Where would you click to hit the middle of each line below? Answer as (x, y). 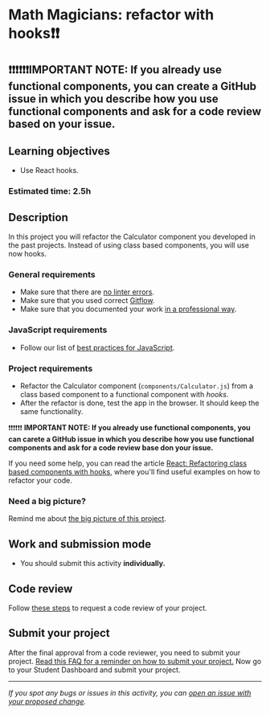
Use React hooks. (49, 170)
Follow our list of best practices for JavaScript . (97, 347)
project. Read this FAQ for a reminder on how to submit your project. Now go (135, 661)
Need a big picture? (47, 501)
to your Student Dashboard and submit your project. (94, 670)
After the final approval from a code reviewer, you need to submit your (125, 652)
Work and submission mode (80, 544)
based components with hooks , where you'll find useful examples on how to (134, 472)
